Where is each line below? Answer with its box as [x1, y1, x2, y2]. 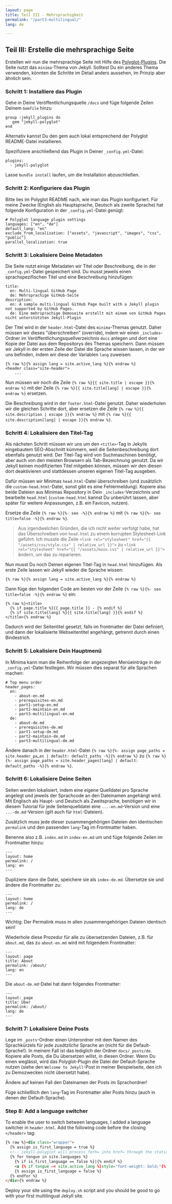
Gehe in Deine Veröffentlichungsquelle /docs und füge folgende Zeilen [5, 99, 154, 106]
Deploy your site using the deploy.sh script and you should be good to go [5, 1188, 160, 1194]
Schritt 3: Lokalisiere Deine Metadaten [5, 251, 103, 258]
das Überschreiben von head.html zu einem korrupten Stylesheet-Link [17, 531, 166, 537]
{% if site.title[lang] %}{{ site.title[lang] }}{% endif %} [10, 610, 143, 615]
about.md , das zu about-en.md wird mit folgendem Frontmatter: [5, 939, 136, 946]
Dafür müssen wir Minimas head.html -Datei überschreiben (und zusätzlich [5, 478, 162, 485]
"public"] [5, 235, 27, 240]
